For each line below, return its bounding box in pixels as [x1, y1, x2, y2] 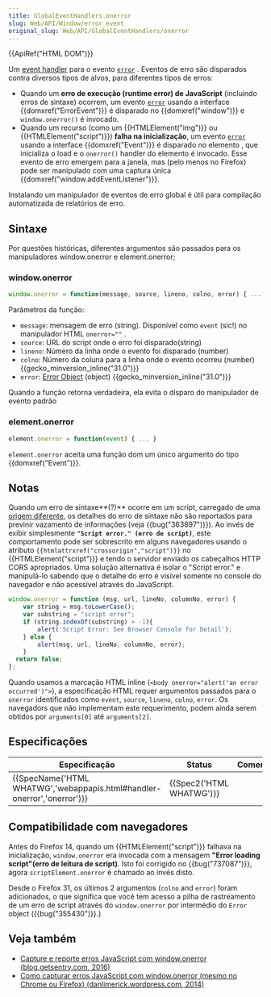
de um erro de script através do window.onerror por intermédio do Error [8, 900, 248, 910]
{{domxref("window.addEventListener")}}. [19, 174, 160, 184]
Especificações [8, 735, 88, 749]
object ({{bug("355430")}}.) [8, 908, 102, 918]
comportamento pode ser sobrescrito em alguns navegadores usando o [8, 537, 248, 547]
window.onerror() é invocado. [19, 115, 119, 124]
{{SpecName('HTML [12, 772, 90, 783]
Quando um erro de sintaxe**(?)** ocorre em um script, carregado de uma [8, 503, 261, 512]
